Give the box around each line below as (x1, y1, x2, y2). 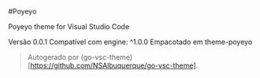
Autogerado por (27, 53, 80, 61)
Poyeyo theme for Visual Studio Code (8, 22, 130, 31)
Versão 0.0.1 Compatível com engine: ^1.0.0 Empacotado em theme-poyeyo (8, 37, 253, 46)
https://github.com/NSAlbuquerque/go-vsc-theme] (30, 61, 196, 70)
